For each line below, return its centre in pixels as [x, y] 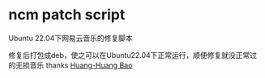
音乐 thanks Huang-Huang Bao [81, 65]
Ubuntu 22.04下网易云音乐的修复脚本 [71, 38]
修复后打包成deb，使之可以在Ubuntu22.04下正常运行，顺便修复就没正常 [129, 55]
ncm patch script [67, 15]
